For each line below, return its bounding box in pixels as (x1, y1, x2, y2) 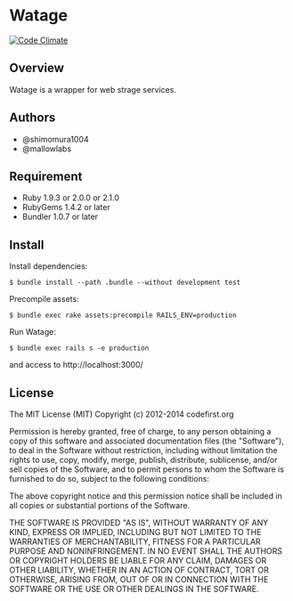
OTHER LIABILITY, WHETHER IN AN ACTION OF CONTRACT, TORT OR (9, 564, 269, 575)
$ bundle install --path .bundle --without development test (9, 278, 241, 288)
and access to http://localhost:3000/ (9, 360, 144, 370)
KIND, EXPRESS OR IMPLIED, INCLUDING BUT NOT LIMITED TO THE (9, 527, 262, 537)
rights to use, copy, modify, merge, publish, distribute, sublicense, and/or (9, 455, 278, 465)
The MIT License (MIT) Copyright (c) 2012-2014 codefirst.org (9, 409, 234, 419)
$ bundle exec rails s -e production (9, 344, 150, 353)
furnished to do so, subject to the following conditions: (9, 474, 209, 483)
